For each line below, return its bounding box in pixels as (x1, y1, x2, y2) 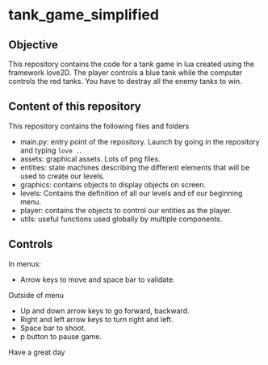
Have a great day (8, 347, 65, 357)
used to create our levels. (19, 171, 105, 181)
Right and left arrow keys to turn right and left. (19, 314, 174, 324)
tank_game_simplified (8, 6, 160, 24)
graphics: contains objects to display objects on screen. (19, 179, 207, 189)
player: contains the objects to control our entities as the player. (19, 205, 232, 215)
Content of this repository (8, 99, 141, 114)
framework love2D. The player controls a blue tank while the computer (8, 68, 243, 78)
